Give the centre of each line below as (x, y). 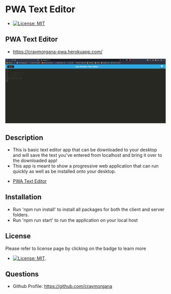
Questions (22, 274)
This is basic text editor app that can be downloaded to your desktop (85, 150)
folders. (21, 215)
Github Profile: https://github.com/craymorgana (62, 286)
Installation (23, 197)
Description (24, 137)
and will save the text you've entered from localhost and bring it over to (87, 155)
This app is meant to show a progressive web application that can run (85, 166)
